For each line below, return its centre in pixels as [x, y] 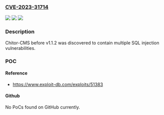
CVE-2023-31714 [27, 7]
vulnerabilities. [20, 48]
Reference [16, 73]
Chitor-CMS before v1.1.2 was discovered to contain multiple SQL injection [83, 43]
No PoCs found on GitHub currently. [43, 107]
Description [20, 32]
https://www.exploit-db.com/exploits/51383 [58, 84]
